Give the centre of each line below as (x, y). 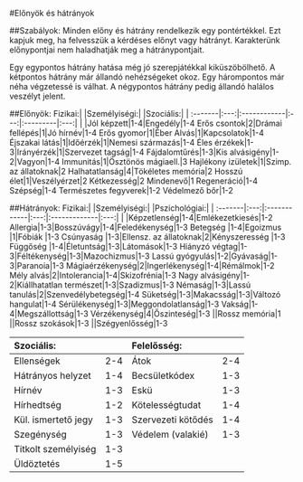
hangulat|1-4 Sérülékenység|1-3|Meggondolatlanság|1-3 (114, 304)
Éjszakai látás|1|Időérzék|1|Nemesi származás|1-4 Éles (111, 142)
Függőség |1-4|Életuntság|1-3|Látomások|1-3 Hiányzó (110, 246)
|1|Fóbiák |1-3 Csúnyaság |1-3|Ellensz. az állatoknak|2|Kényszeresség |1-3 (148, 237)
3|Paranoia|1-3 (37, 265)
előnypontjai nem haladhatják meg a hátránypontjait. (107, 50)
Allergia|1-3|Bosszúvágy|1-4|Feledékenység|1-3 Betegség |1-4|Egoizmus (146, 227)
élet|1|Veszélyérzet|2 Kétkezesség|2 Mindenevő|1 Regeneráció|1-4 (134, 181)
